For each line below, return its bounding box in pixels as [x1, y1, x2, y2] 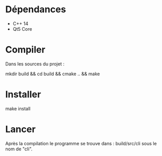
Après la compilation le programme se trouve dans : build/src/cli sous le [5, 140, 157, 146]
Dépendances [5, 4, 66, 15]
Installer [5, 88, 41, 100]
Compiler [5, 44, 46, 56]
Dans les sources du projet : [5, 60, 65, 67]
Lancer [5, 124, 36, 135]
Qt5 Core [12, 26, 32, 32]
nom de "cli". [5, 146, 33, 152]
